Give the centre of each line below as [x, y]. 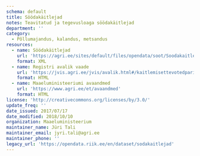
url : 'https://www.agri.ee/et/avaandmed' [69, 89]
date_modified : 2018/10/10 [40, 116]
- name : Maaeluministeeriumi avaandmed [61, 84]
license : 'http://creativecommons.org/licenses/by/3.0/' [78, 100]
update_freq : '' [26, 105]
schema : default [26, 12]
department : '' [25, 28]
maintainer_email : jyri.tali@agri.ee [53, 133]
